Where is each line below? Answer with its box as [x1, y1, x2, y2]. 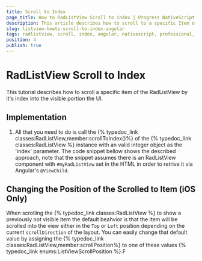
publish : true [6, 43, 42, 49]
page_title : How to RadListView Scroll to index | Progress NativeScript [6, 14, 195, 20]
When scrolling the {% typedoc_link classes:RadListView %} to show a [6, 209, 182, 217]
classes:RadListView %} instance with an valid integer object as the [14, 141, 182, 148]
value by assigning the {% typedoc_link [6, 235, 104, 242]
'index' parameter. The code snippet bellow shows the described [14, 147, 176, 154]
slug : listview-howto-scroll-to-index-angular [6, 25, 125, 32]
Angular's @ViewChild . [14, 166, 69, 174]
